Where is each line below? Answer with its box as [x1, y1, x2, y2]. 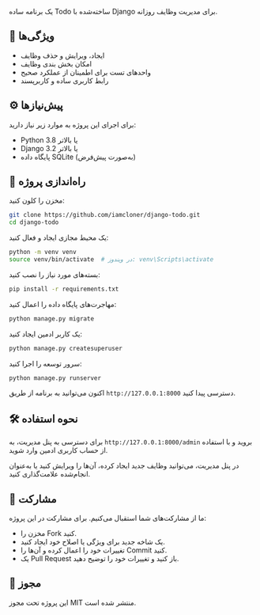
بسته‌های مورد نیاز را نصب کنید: [9, 269, 101, 279]
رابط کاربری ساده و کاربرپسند [20, 75, 109, 85]
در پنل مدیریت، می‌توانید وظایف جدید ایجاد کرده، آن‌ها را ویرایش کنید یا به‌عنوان [9, 461, 239, 470]
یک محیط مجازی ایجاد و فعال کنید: [9, 233, 109, 242]
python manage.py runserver [9, 374, 102, 382]
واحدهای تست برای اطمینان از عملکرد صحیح [20, 67, 152, 77]
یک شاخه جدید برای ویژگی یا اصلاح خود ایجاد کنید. [20, 537, 165, 547]
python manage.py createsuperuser [9, 344, 123, 352]
